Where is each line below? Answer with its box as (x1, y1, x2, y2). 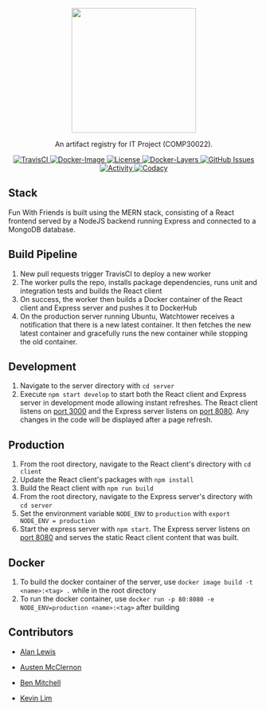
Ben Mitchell (19, 677, 61, 687)
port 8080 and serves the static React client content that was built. (19, 533, 239, 542)
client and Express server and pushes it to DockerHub (19, 303, 198, 312)
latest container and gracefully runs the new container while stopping (19, 328, 248, 338)
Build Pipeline (8, 248, 78, 261)
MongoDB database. (8, 224, 76, 234)
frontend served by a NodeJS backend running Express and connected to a (8, 216, 256, 225)
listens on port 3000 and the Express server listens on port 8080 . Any (19, 407, 249, 416)
